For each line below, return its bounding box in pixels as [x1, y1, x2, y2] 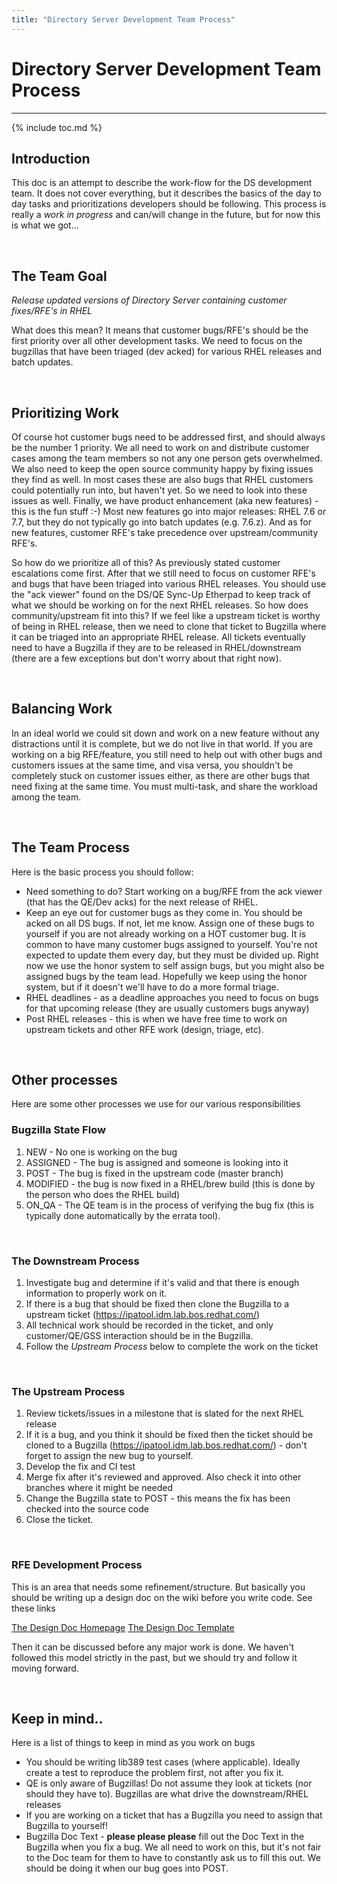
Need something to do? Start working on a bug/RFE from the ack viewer [25, 885, 323, 897]
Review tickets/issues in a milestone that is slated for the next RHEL [25, 1407, 304, 1420]
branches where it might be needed [25, 1482, 174, 1494]
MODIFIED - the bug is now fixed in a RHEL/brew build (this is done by [25, 1177, 316, 1190]
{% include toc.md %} [11, 121, 103, 133]
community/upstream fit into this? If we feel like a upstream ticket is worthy [11, 610, 321, 621]
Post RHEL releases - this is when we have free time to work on [25, 1012, 288, 1025]
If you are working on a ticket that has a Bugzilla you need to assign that [25, 1809, 323, 1821]
